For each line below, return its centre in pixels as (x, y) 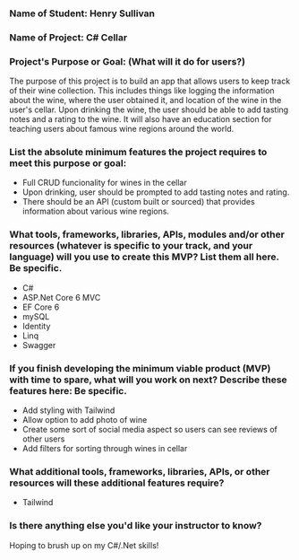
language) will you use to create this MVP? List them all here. (144, 257)
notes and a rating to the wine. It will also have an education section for (141, 119)
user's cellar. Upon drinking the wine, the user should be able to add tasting (149, 109)
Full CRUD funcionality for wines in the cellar (104, 183)
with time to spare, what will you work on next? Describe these (149, 380)
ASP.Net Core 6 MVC (61, 297)
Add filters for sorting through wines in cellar (105, 449)
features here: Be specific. (68, 390)
